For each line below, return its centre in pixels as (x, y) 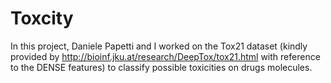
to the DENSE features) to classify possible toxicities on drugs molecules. (161, 67)
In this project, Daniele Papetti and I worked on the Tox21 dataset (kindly (159, 46)
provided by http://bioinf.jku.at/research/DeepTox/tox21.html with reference (165, 56)
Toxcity (42, 18)
